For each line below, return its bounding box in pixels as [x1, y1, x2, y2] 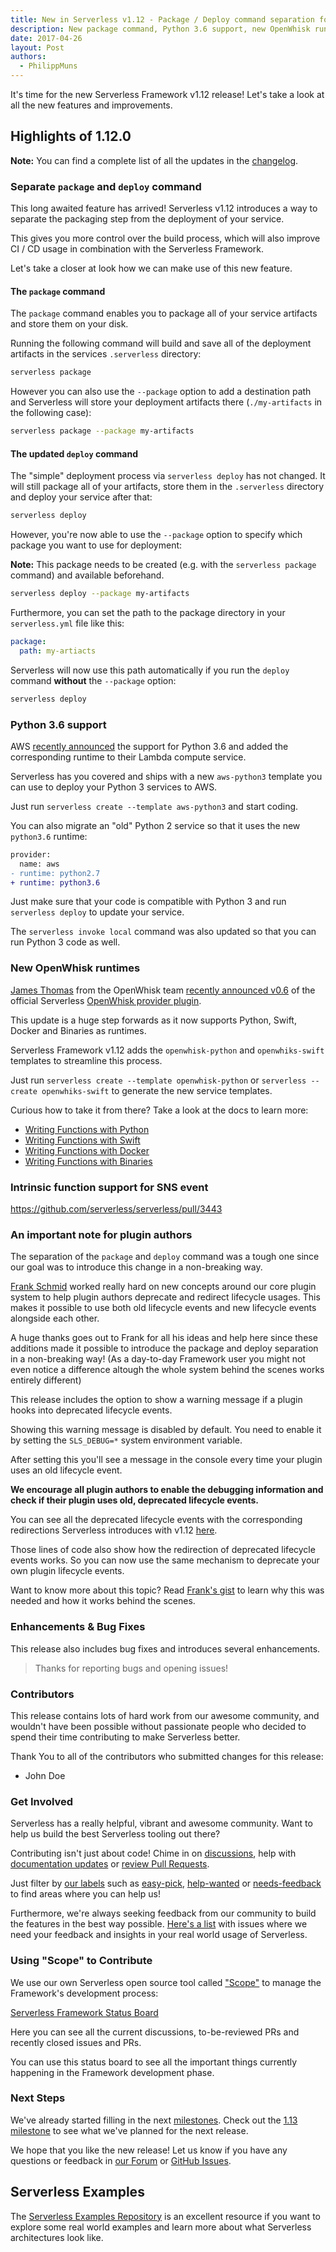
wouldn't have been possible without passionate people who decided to [10, 1720, 307, 1732]
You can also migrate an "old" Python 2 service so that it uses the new [10, 819, 301, 831]
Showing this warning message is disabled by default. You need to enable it [10, 1424, 322, 1436]
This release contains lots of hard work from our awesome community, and [10, 1709, 320, 1721]
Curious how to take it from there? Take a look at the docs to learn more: [10, 1104, 309, 1116]
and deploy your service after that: [10, 491, 153, 503]
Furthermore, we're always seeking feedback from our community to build [10, 1907, 317, 1920]
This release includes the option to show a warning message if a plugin [10, 1394, 303, 1406]
